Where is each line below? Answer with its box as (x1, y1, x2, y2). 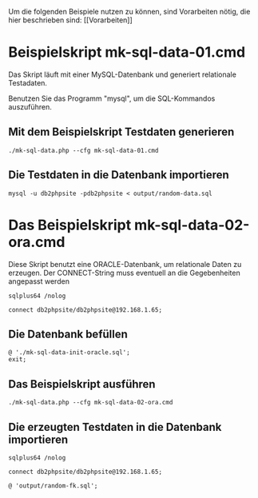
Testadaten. (8, 78, 48, 87)
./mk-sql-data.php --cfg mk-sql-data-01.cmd (8, 146, 159, 154)
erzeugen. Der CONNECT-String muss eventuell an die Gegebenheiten (8, 268, 241, 277)
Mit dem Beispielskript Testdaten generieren (8, 125, 235, 139)
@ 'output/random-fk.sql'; (8, 481, 98, 490)
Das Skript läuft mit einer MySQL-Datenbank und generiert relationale (8, 70, 237, 79)
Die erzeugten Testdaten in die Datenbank (8, 420, 222, 434)
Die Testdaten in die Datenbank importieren (8, 168, 229, 182)
